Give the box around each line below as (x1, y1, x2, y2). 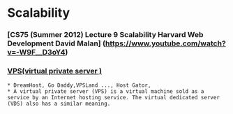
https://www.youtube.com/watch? (105, 38, 227, 48)
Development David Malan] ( (7, 38, 106, 48)
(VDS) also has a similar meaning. (7, 100, 111, 108)
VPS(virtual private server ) (7, 66, 103, 76)
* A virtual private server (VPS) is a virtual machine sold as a (7, 88, 204, 95)
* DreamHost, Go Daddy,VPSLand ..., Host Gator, (7, 82, 151, 89)
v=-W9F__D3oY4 (7, 48, 66, 57)
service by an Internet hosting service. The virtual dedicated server (7, 94, 220, 101)
